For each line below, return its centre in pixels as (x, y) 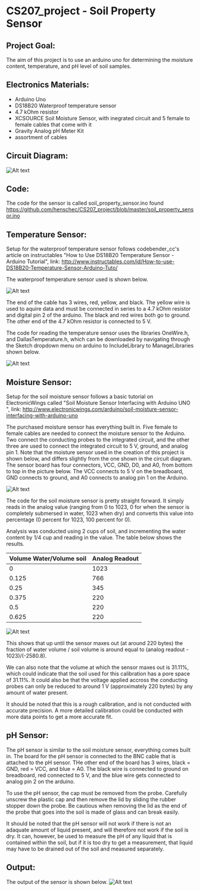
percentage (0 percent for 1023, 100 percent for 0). (69, 520)
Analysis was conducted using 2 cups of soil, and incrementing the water (96, 532)
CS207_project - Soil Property (81, 11)
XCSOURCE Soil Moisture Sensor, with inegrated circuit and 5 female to (102, 118)
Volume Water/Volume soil (48, 559)
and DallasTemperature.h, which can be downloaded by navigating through (98, 339)
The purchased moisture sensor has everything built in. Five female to (92, 427)
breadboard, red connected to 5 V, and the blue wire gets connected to (93, 775)
